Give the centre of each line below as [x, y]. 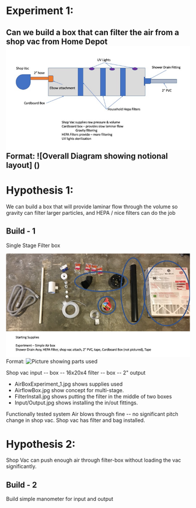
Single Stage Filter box [33, 245]
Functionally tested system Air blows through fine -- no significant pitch [92, 414]
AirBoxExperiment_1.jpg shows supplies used [69, 384]
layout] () [23, 165]
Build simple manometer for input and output [60, 499]
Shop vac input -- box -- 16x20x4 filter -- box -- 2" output [76, 373]
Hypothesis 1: [40, 190]
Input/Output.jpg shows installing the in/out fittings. [76, 403]
